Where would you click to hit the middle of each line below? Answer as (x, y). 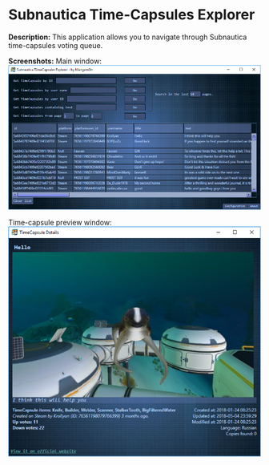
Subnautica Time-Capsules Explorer (132, 15)
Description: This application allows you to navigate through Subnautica (128, 37)
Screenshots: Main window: (55, 61)
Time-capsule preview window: (60, 223)
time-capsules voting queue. (56, 45)
